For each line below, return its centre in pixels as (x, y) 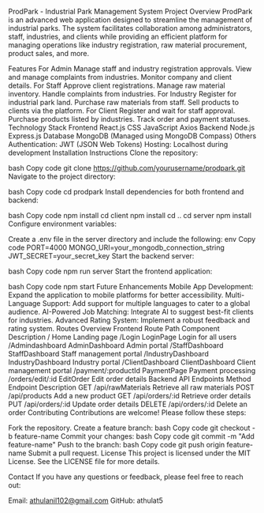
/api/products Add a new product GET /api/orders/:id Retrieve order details (130, 396)
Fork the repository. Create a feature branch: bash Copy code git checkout (129, 428)
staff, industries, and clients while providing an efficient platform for (118, 36)
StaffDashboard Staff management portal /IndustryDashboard (108, 354)
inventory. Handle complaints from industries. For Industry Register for (123, 94)
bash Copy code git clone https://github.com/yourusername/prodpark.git (127, 168)
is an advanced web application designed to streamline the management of (130, 20)
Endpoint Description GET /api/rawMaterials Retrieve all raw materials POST (131, 387)
